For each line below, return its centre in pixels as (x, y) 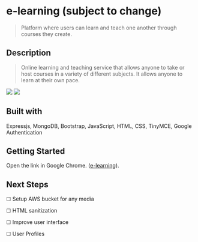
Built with (24, 111)
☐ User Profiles (25, 234)
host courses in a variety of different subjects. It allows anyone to (102, 74)
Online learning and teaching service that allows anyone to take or (103, 67)
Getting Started (36, 151)
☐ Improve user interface (37, 222)
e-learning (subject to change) (84, 11)
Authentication (24, 132)
